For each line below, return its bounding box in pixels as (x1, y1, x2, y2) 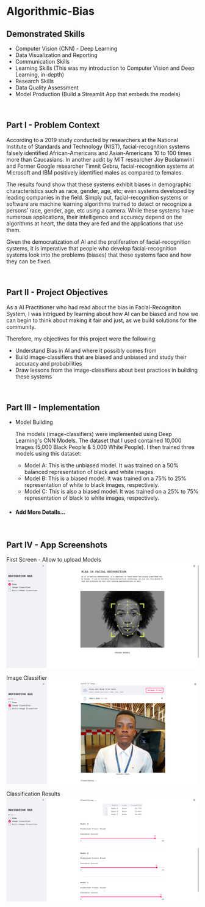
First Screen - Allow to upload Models (6, 556, 102, 563)
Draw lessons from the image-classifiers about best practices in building (15, 366, 198, 374)
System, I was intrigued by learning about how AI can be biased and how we (6, 310, 198, 317)
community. (6, 323, 36, 330)
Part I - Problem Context (6, 120, 100, 130)
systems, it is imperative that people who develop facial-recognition (6, 244, 177, 252)
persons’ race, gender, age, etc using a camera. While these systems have (6, 206, 194, 214)
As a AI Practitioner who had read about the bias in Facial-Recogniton (6, 303, 181, 310)
